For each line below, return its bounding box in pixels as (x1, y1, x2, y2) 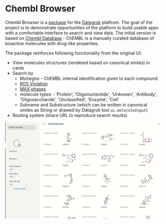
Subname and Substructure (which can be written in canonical (19, 102, 148, 108)
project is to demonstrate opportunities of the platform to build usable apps (5, 24, 159, 30)
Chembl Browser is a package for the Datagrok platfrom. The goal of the (5, 19, 153, 25)
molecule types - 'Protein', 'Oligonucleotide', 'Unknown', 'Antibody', (19, 91, 158, 97)
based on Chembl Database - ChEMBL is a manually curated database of (5, 35, 155, 41)
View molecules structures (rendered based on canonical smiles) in (12, 59, 150, 65)
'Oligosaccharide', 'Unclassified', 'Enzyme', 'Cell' (19, 96, 119, 102)
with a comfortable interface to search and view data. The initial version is (5, 30, 156, 36)
